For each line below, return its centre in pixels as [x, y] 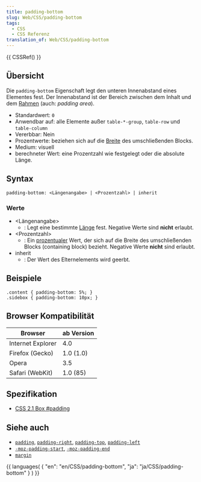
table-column [31, 128]
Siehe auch [28, 427]
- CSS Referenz [31, 34]
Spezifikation [32, 394]
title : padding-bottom [35, 12]
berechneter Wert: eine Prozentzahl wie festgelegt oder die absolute [100, 153]
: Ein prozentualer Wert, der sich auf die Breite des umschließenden [107, 240]
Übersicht [25, 76]
